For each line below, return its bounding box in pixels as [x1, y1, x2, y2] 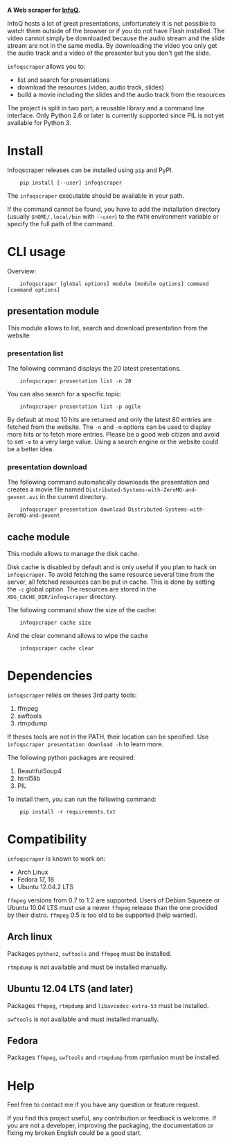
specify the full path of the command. [7, 219, 115, 228]
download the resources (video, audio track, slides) [17, 83, 164, 91]
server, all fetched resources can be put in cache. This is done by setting [7, 578, 215, 586]
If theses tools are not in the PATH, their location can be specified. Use [7, 732, 209, 741]
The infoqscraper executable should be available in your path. [7, 191, 185, 200]
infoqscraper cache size [19, 619, 91, 627]
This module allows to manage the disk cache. [7, 550, 140, 558]
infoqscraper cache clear [19, 645, 95, 652]
